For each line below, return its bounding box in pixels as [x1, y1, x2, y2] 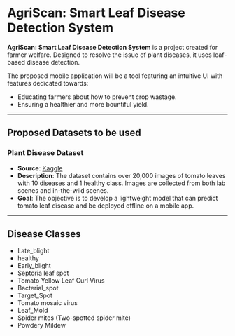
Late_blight [17, 247, 50, 255]
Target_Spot [17, 291, 52, 300]
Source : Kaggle [17, 163, 63, 173]
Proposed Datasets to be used [7, 127, 141, 139]
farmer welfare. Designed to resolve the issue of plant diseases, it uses [7, 51, 212, 59]
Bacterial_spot [17, 284, 59, 293]
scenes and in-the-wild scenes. [17, 186, 109, 194]
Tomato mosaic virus [17, 299, 78, 307]
